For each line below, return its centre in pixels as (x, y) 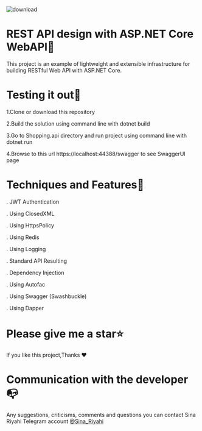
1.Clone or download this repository (51, 112)
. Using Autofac (26, 284)
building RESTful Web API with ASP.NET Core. (64, 70)
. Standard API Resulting (37, 261)
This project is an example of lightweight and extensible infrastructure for (98, 63)
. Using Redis (23, 237)
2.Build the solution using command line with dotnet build (78, 123)
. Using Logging (26, 249)
